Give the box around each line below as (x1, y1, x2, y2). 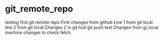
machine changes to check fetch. (5, 29, 72, 35)
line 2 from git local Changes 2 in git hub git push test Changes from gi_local (5, 24, 159, 30)
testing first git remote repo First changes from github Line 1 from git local (5, 19, 153, 25)
